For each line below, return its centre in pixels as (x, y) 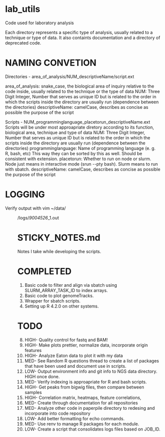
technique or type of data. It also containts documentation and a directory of (83, 38)
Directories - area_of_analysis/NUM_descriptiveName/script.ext (70, 76)
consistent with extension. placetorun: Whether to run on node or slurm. (78, 159)
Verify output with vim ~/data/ (35, 208)
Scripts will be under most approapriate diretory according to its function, (80, 127)
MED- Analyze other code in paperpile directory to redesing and (90, 408)
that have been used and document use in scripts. (75, 366)
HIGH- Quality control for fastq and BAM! (66, 340)
